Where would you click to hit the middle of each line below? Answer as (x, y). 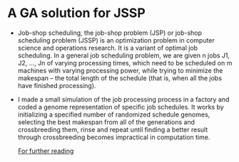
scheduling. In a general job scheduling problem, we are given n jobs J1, (124, 55)
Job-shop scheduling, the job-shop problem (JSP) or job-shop (110, 33)
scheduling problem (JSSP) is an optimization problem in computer (116, 40)
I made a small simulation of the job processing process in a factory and (123, 99)
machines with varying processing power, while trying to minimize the (120, 70)
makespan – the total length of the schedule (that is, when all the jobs (120, 78)
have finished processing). (57, 85)
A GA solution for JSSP (77, 13)
